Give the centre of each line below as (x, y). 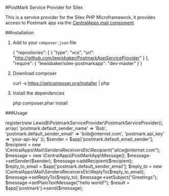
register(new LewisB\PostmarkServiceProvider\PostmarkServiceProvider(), (84, 123)
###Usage (17, 113)
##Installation (20, 32)
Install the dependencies (39, 93)
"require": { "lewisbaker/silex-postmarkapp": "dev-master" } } (77, 63)
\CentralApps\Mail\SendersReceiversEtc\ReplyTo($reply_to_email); (75, 172)
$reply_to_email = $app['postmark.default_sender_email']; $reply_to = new (84, 166)
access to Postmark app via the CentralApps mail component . (70, 23)
